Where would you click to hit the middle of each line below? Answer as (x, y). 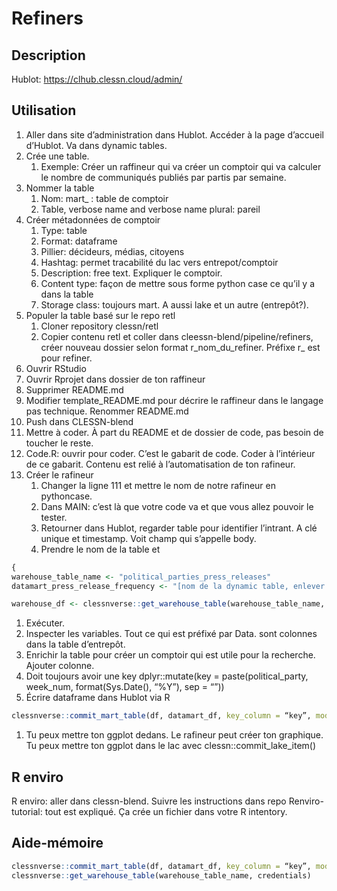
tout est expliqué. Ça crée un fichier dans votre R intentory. (166, 811)
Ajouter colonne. (60, 666)
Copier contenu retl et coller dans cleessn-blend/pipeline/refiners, (177, 336)
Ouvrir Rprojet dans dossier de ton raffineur (115, 379)
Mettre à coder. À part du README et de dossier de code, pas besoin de (174, 432)
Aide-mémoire (57, 843)
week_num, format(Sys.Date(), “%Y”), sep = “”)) (125, 687)
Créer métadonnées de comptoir (93, 219)
